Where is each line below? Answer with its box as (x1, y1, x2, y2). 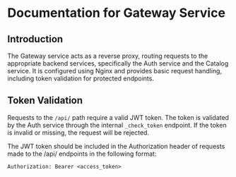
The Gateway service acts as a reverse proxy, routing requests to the (7, 51, 208, 60)
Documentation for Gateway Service (7, 5, 226, 21)
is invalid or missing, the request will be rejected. (7, 128, 150, 137)
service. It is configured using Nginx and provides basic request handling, (7, 67, 223, 75)
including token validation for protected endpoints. (7, 74, 154, 83)
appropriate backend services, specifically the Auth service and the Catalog (7, 59, 229, 68)
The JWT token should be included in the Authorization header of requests (7, 142, 225, 150)
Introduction (7, 33, 64, 45)
